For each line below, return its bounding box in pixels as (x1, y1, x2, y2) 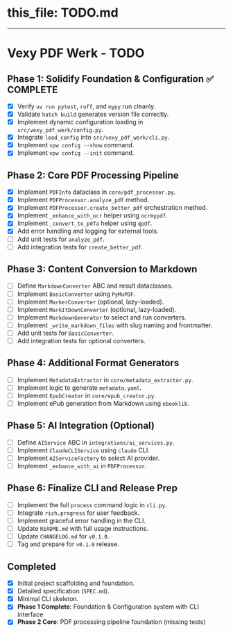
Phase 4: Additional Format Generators (7, 357, 180, 369)
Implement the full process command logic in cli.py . (17, 500, 168, 509)
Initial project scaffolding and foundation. (17, 579, 135, 588)
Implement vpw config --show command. (17, 141, 135, 149)
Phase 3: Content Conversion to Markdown (7, 263, 198, 275)
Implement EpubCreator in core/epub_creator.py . (17, 391, 156, 400)
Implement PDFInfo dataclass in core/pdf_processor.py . (17, 188, 176, 196)
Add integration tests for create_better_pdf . (17, 242, 144, 251)
